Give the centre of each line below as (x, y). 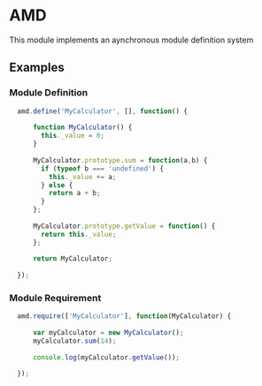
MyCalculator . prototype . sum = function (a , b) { (120, 160)
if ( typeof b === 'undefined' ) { (103, 169)
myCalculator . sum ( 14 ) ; (74, 341)
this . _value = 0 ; (73, 136)
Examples (37, 68)
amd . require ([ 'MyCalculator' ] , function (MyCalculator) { (124, 316)
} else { (57, 185)
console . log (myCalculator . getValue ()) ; (106, 357)
